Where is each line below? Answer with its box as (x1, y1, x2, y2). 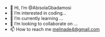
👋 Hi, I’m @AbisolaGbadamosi (9, 5, 71, 10)
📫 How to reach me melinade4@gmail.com (9, 26, 100, 32)
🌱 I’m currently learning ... (9, 15, 63, 21)
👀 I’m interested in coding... (9, 10, 66, 16)
